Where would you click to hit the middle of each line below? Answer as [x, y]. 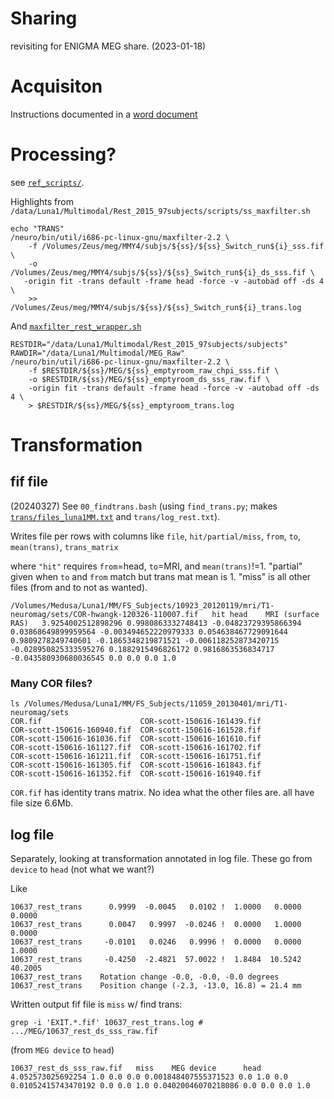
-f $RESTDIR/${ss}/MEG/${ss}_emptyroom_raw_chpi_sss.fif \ [154, 370]
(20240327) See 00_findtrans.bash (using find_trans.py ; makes [144, 506]
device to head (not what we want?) [82, 869]
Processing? [63, 154]
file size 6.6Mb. [42, 803]
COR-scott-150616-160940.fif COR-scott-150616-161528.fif [136, 730]
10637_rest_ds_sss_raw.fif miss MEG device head [136, 1068]
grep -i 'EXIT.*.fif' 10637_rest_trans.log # [106, 1022]
